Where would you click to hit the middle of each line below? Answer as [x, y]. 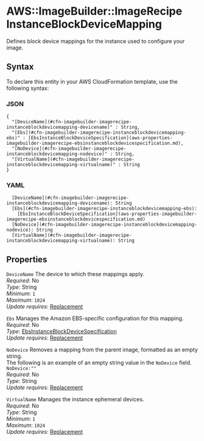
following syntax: [28, 88]
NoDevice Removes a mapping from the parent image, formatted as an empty [102, 350]
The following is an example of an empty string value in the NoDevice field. [99, 363]
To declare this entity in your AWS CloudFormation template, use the [92, 81]
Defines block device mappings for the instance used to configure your [96, 41]
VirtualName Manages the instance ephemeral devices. [75, 399]
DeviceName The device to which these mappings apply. [75, 274]
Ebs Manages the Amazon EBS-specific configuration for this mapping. [95, 318]
